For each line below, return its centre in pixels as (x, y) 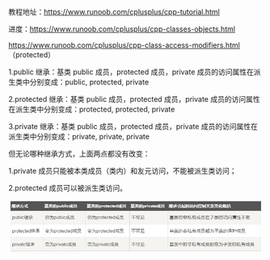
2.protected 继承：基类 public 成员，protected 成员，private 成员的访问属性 (134, 99)
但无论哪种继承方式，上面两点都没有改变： (79, 153)
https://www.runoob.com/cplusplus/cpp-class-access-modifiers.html (124, 45)
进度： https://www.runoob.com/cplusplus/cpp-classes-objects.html (122, 29)
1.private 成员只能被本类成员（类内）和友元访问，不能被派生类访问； (122, 171)
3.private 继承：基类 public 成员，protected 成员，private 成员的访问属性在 (133, 126)
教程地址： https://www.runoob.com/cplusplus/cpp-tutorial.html (114, 12)
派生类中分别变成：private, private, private (79, 136)
